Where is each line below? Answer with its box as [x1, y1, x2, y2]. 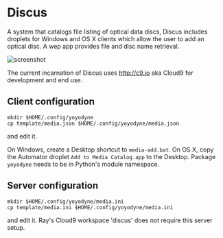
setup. [7, 223, 25, 231]
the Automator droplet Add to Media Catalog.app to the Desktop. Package [7, 152, 216, 160]
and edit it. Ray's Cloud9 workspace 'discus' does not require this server [7, 216, 213, 224]
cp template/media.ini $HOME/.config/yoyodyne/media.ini [7, 204, 174, 211]
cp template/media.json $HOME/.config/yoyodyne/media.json [7, 120, 180, 127]
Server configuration [7, 180, 99, 191]
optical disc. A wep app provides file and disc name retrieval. [7, 42, 180, 50]
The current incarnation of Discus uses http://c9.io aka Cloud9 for [7, 69, 193, 77]
